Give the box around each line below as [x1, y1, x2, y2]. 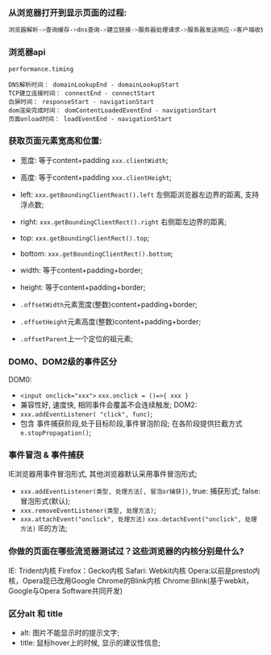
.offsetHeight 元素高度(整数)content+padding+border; [19, 316, 202, 326]
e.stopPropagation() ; [19, 428, 92, 437]
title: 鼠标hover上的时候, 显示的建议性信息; [19, 637, 161, 647]
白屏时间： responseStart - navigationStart [8, 98, 155, 106]
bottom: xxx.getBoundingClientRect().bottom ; [19, 248, 173, 258]
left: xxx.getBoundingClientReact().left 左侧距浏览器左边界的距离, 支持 [19, 190, 260, 199]
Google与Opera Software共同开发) [8, 586, 123, 595]
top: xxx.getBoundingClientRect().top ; [19, 232, 150, 243]
